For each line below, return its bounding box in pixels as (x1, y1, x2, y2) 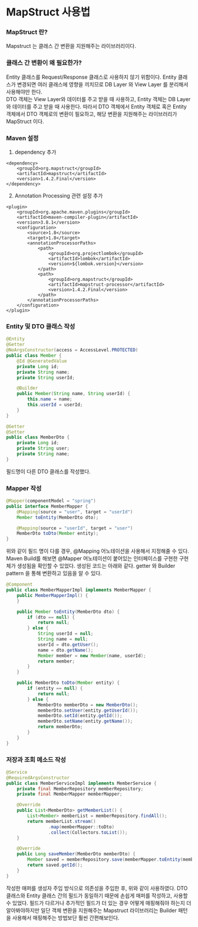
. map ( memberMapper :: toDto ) (48, 823, 115, 830)
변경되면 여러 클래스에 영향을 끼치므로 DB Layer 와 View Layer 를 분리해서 (16, 80, 189, 88)
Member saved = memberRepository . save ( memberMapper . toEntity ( (27, 857, 183, 863)
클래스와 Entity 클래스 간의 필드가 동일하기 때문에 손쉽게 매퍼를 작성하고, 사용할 (6, 892, 188, 899)
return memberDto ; (37, 724, 83, 730)
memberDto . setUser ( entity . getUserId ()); (37, 708, 138, 713)
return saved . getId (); (27, 862, 83, 868)
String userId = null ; (37, 631, 94, 637)
